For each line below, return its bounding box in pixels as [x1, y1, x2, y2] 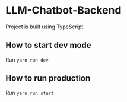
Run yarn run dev [5, 56, 49, 63]
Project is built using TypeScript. [5, 23, 85, 30]
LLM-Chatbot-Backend [5, 4, 122, 17]
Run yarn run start [5, 89, 54, 96]
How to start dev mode [5, 40, 91, 50]
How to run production [5, 74, 91, 84]
